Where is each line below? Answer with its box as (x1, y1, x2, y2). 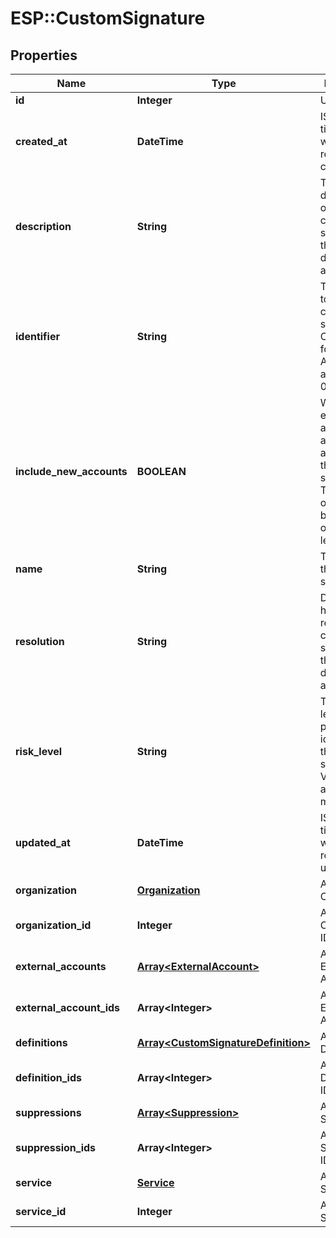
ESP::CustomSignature (10, 7, 206, 30)
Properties (10, 47, 78, 64)
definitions (15, 1036, 68, 1049)
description (15, 220, 72, 233)
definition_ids (15, 1071, 82, 1084)
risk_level (15, 745, 63, 758)
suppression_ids (15, 1141, 97, 1154)
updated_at (15, 836, 71, 849)
